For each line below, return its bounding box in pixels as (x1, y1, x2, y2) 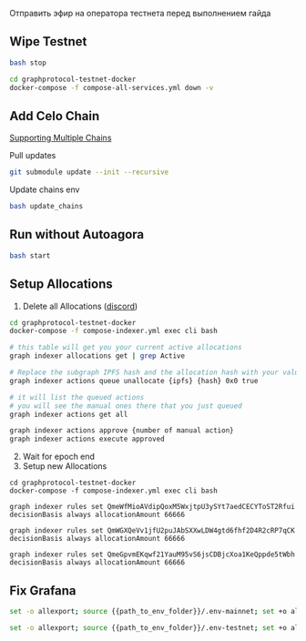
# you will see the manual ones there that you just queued (9, 401, 243, 411)
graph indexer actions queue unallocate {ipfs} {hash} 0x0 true (9, 376, 259, 385)
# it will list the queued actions (9, 392, 145, 402)
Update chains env (9, 184, 80, 195)
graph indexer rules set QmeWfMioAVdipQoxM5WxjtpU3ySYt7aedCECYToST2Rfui (9, 503, 296, 512)
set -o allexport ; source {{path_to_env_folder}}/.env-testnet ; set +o (9, 623, 287, 632)
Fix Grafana (9, 583, 76, 598)
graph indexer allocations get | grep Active (9, 351, 185, 361)
